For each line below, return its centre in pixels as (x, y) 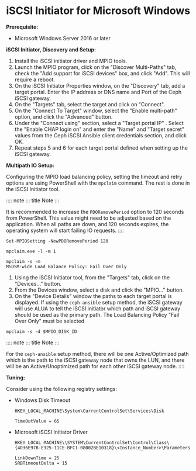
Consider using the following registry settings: (61, 389)
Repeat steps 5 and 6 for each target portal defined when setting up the (101, 148)
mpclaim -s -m (23, 261)
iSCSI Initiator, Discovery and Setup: (51, 49)
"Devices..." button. (38, 283)
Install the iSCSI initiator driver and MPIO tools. (71, 61)
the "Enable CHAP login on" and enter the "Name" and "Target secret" (99, 129)
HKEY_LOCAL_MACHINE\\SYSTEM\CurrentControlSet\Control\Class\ (92, 442)
